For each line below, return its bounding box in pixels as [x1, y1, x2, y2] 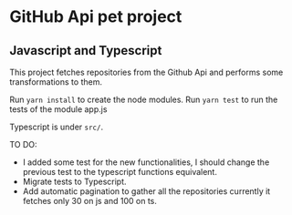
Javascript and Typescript [9, 43, 162, 58]
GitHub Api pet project [9, 6, 182, 27]
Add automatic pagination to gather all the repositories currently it [22, 186, 271, 197]
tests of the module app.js [9, 104, 108, 115]
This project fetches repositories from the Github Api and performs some [9, 67, 284, 77]
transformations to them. [9, 77, 103, 87]
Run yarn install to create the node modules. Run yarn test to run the [9, 94, 278, 105]
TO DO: [9, 139, 38, 149]
